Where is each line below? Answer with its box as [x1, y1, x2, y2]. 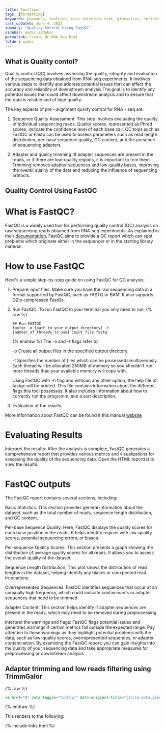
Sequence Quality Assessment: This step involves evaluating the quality [12, 116, 158, 122]
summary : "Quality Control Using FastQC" [5, 26, 91, 31]
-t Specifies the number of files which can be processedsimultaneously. [12, 357, 158, 363]
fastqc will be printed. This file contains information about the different [12, 382, 155, 389]
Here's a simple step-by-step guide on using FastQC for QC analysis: [5, 276, 145, 283]
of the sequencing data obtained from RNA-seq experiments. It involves [5, 76, 151, 82]
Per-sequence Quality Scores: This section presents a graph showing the [5, 544, 153, 550]
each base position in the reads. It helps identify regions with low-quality [5, 529, 152, 535]
